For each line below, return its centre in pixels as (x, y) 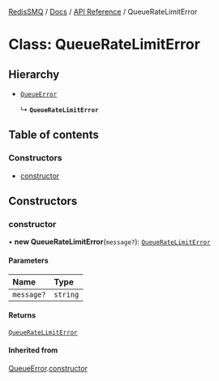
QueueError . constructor (48, 368)
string (67, 294)
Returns (22, 315)
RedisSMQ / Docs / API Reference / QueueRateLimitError (103, 12)
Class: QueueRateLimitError (104, 45)
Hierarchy (34, 74)
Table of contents (54, 135)
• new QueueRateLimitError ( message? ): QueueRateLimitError (109, 242)
